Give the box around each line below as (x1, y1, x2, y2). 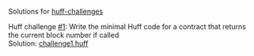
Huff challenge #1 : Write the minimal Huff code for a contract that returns (8, 22, 247, 31)
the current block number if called (8, 31, 119, 39)
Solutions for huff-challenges (8, 7, 104, 16)
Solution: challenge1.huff (8, 39, 89, 48)
